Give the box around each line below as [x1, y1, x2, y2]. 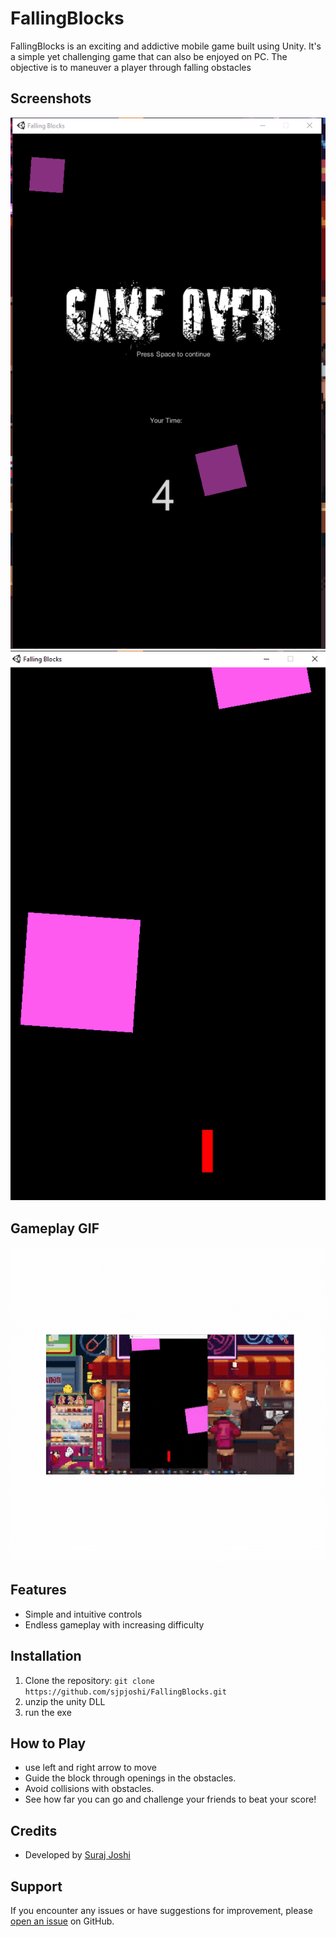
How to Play [10, 1735, 87, 1752]
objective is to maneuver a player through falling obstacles [10, 61, 252, 73]
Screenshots [10, 90, 92, 107]
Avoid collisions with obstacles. [24, 1783, 155, 1795]
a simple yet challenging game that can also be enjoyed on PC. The [10, 50, 288, 62]
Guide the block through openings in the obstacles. [24, 1772, 237, 1784]
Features [10, 1582, 67, 1599]
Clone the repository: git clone [24, 1674, 155, 1686]
